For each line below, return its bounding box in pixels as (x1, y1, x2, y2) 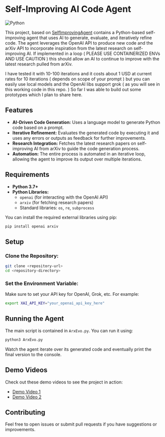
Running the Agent (5, 315, 64, 323)
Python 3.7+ (12, 183, 39, 189)
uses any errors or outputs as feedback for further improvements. (12, 135, 147, 141)
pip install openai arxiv (5, 224, 58, 229)
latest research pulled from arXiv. (5, 61, 73, 67)
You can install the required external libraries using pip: (5, 214, 118, 220)
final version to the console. (5, 351, 62, 357)
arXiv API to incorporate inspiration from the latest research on (5, 45, 133, 51)
